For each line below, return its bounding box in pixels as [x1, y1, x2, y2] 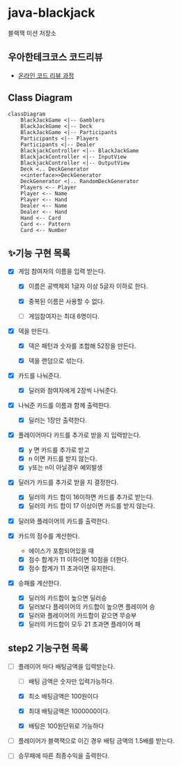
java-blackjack [8, 5, 96, 21]
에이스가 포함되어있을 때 [28, 547, 95, 555]
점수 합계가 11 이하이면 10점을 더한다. [28, 555, 129, 563]
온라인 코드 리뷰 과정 [17, 71, 74, 80]
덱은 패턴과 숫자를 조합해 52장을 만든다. [28, 341, 136, 350]
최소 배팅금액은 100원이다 [28, 692, 99, 700]
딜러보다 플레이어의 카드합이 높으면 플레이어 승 [28, 602, 155, 611]
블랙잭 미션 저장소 [8, 29, 56, 37]
